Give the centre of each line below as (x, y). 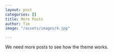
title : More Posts (24, 19)
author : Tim (17, 24)
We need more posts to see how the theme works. (57, 47)
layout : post (19, 10)
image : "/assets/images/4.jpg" (38, 28)
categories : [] (21, 14)
